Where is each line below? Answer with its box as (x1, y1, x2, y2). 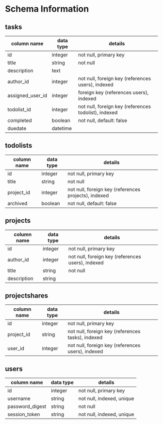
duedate (7, 125, 27, 132)
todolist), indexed (78, 109, 118, 116)
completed (7, 117, 32, 124)
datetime (51, 125, 72, 132)
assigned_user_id (7, 92, 48, 99)
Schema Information (5, 3, 89, 15)
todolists (5, 141, 33, 150)
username (7, 395, 31, 402)
